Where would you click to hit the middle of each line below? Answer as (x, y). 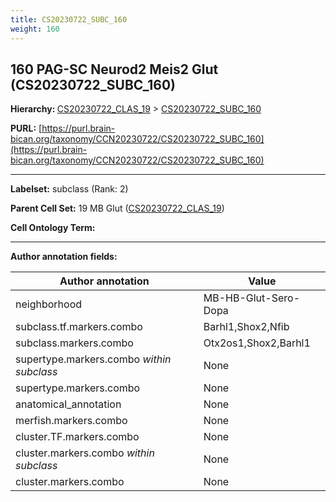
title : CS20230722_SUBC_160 (69, 19)
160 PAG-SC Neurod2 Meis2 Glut (114, 69)
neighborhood (49, 304)
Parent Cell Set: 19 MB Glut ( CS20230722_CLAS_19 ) (117, 208)
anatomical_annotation (68, 404)
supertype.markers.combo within (93, 359)
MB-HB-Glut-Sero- (251, 298)
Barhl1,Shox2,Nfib (246, 327)
